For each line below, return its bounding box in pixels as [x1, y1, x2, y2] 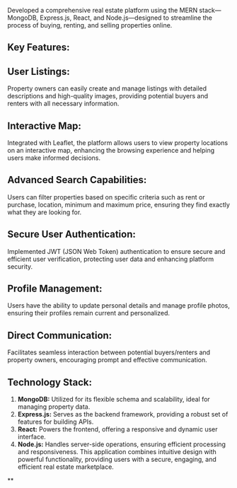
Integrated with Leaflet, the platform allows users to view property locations [7, 139, 229, 147]
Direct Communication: [7, 329, 112, 342]
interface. [17, 433, 46, 441]
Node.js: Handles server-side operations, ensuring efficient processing [17, 440, 226, 448]
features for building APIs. [17, 417, 94, 426]
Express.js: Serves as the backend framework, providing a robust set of [17, 410, 229, 419]
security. [7, 262, 33, 271]
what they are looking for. [7, 208, 82, 216]
